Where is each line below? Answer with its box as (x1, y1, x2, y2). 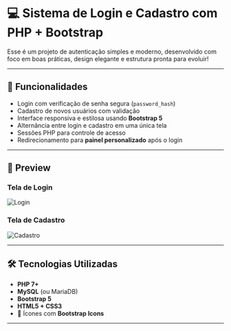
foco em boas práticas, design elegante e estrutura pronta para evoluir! (7, 54, 209, 62)
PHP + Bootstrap (7, 25, 104, 41)
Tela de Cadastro (7, 216, 65, 225)
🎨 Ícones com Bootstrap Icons (16, 309, 104, 317)
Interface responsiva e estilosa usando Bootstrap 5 (16, 114, 163, 122)
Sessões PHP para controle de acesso (16, 128, 126, 137)
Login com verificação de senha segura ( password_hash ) (16, 99, 176, 107)
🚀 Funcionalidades (7, 81, 88, 93)
